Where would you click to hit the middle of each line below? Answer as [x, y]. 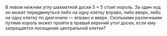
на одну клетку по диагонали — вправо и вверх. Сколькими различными [83, 18]
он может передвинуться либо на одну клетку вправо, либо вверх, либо [83, 12]
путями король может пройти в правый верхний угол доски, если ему [81, 23]
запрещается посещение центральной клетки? [56, 28]
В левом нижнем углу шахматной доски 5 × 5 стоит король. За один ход [83, 7]
